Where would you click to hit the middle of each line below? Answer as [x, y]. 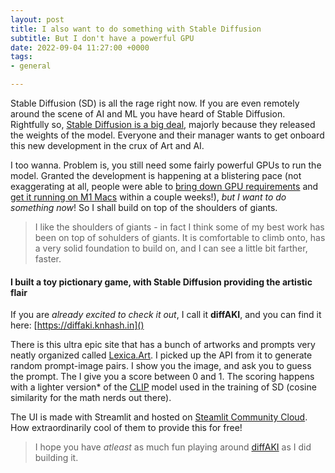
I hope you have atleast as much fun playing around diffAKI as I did [173, 447]
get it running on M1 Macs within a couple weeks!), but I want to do [148, 197]
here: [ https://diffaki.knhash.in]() [77, 325]
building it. [56, 458]
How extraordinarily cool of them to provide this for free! [126, 428]
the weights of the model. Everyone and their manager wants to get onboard [167, 135]
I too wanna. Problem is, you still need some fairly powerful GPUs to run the [166, 165]
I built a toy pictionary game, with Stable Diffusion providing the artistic [161, 282]
